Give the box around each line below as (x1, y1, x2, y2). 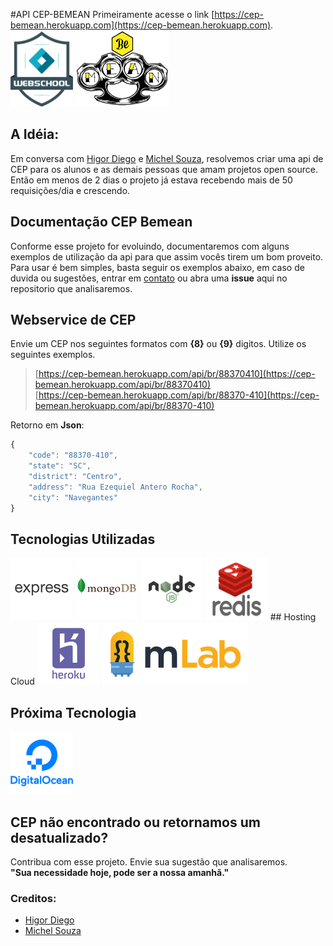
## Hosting (269, 611, 317, 623)
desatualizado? (10, 829, 109, 846)
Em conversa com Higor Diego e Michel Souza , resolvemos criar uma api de (10, 152, 324, 164)
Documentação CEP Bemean (10, 214, 193, 231)
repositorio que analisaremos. (10, 282, 133, 294)
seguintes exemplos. (10, 349, 96, 361)
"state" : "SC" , (28, 461, 92, 471)
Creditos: (10, 891, 57, 905)
